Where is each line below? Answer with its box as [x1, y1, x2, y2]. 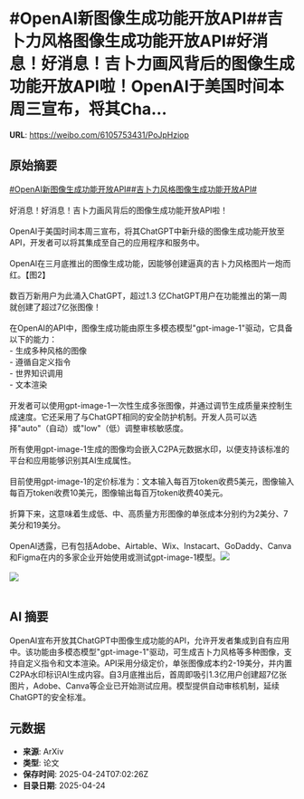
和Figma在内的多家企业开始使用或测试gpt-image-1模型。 [9, 552, 221, 563]
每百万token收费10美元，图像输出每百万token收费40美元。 [9, 486, 228, 498]
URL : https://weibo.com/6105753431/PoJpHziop [9, 129, 190, 140]
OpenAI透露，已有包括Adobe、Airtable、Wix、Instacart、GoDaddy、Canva [9, 540, 292, 551]
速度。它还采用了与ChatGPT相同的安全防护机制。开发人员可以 [16, 411, 250, 422]
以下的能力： [9, 333, 57, 344]
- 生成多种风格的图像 [9, 345, 88, 356]
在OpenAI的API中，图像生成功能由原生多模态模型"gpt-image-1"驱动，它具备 [9, 322, 293, 333]
